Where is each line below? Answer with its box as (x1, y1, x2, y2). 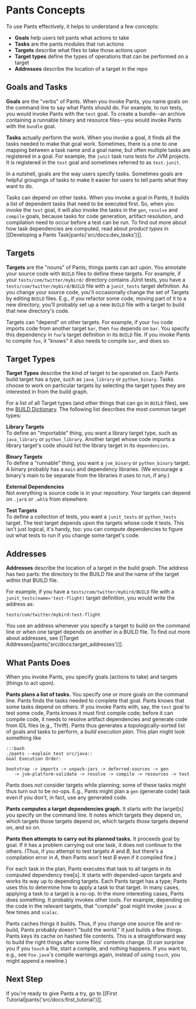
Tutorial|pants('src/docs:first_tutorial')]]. (6, 996, 103, 1003)
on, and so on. (6, 824, 41, 831)
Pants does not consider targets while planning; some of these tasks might (6, 781, 186, 788)
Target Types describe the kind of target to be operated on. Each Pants (6, 370, 178, 377)
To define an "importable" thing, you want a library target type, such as (6, 429, 177, 436)
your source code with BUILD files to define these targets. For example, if (6, 270, 181, 277)
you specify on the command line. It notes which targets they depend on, (6, 811, 183, 818)
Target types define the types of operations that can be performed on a (14, 53, 188, 60)
